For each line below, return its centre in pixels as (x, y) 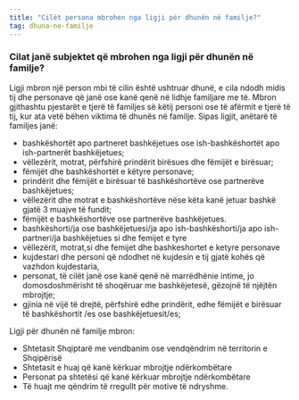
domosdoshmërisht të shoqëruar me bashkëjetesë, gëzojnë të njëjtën (149, 285)
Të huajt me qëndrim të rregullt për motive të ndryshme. (125, 386)
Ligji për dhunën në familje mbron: (72, 330)
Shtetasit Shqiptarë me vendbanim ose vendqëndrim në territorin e (145, 348)
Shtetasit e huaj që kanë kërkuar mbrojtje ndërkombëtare (127, 367)
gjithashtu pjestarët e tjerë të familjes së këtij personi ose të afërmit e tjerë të (150, 106)
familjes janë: (33, 125)
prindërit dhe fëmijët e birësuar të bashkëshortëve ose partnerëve (143, 180)
